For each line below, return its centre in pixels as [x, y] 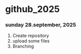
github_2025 [33, 9]
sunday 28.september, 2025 [41, 25]
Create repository [31, 35]
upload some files [31, 41]
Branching [23, 46]
